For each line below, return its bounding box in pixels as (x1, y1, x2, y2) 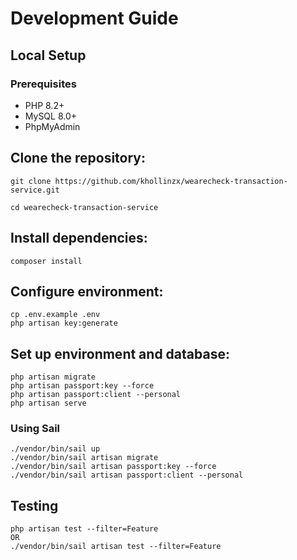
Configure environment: (10, 283, 164, 300)
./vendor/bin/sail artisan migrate (10, 453, 159, 463)
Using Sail (10, 422, 61, 436)
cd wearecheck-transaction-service (10, 202, 159, 212)
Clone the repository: (10, 150, 146, 167)
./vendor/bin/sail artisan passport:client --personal (10, 470, 244, 481)
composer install (10, 256, 83, 266)
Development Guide (10, 7, 179, 30)
